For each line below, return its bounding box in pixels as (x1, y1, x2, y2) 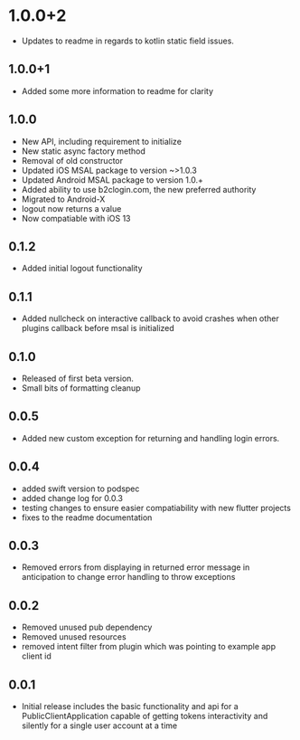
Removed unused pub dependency (21, 621, 153, 633)
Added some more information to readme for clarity (21, 85, 214, 96)
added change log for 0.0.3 (21, 492, 124, 503)
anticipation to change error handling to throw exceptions (21, 572, 236, 583)
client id (21, 650, 52, 661)
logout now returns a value (21, 203, 122, 213)
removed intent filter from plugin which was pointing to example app (21, 641, 277, 652)
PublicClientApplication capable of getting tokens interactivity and (21, 711, 268, 722)
